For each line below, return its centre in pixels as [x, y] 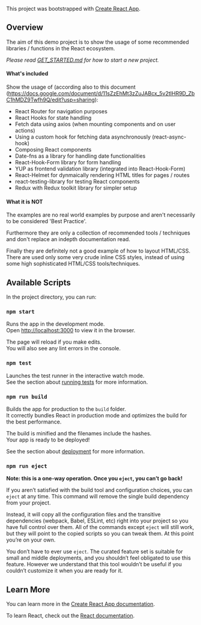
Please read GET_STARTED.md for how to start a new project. [82, 60]
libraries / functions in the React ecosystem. [61, 48]
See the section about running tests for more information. [77, 382]
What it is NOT [25, 202]
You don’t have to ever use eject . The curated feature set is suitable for [94, 552]
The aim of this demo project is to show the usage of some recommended [97, 42]
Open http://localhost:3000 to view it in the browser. [71, 330]
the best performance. [34, 422]
